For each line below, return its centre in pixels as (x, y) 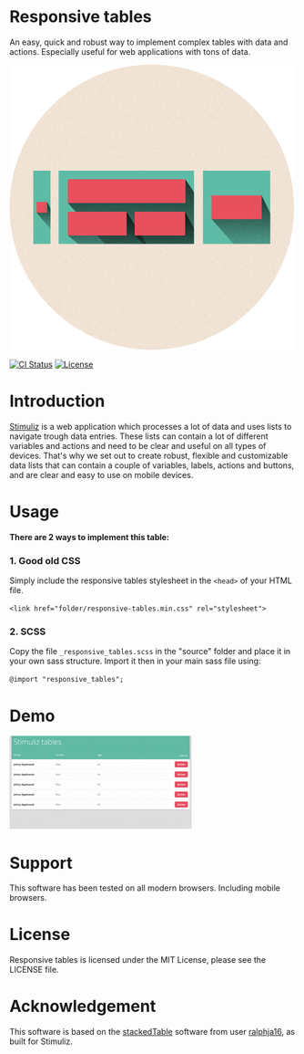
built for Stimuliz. (41, 1041)
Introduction (57, 401)
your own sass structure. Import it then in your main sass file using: (135, 661)
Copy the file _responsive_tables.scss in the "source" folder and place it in (150, 652)
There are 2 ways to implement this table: (90, 537)
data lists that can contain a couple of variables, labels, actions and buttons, (152, 465)
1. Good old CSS (45, 560)
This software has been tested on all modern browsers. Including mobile (145, 888)
